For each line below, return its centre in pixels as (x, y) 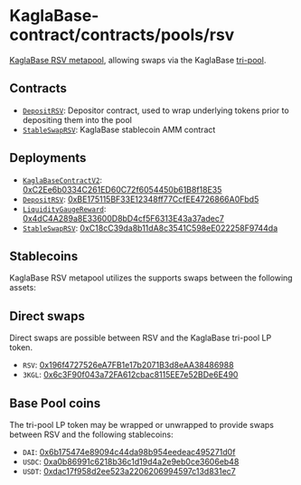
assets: (23, 288)
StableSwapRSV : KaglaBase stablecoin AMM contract (119, 129)
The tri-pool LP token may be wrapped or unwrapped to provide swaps (141, 425)
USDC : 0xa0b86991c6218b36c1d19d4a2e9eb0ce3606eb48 (131, 461)
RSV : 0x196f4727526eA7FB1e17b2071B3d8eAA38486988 (128, 365)
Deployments (48, 158)
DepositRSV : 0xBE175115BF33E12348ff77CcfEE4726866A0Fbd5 (141, 199)
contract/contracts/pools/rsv (122, 35)
